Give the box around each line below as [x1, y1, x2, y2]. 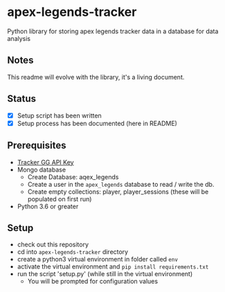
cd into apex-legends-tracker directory [17, 248, 129, 256]
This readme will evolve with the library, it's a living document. [7, 73, 185, 81]
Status [7, 93, 37, 104]
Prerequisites [7, 140, 66, 152]
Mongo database [17, 165, 66, 174]
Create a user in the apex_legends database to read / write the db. [27, 180, 215, 188]
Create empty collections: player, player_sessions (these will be [27, 188, 209, 196]
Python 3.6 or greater [17, 202, 79, 210]
